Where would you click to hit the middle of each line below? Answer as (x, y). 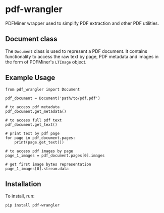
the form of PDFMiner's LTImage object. (46, 62)
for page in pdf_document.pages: (40, 138)
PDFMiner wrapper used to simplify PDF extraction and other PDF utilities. (82, 23)
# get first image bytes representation (48, 164)
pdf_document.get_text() (31, 124)
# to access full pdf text (34, 120)
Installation (23, 184)
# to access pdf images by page (39, 151)
